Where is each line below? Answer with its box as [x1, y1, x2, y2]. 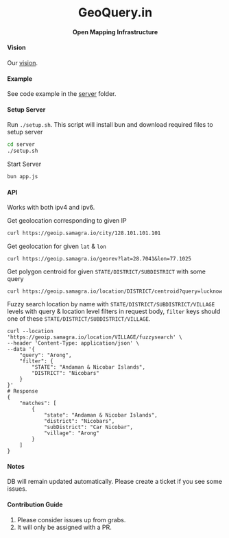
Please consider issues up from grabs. [16, 515, 126, 524]
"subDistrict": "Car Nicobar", [43, 424, 134, 431]
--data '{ [7, 346, 36, 353]
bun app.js [7, 173, 38, 180]
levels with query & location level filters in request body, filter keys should [7, 307, 221, 316]
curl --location [7, 328, 53, 335]
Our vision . [7, 58, 38, 66]
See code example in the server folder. [7, 90, 117, 98]
